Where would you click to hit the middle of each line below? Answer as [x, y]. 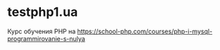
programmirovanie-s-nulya [47, 38]
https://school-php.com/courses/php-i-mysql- [145, 31]
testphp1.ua [43, 12]
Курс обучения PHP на [42, 31]
